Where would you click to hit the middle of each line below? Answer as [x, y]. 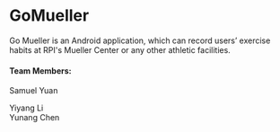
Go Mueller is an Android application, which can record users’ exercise [140, 40]
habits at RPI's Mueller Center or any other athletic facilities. [120, 49]
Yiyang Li [26, 108]
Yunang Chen [35, 118]
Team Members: [40, 70]
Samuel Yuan [34, 91]
